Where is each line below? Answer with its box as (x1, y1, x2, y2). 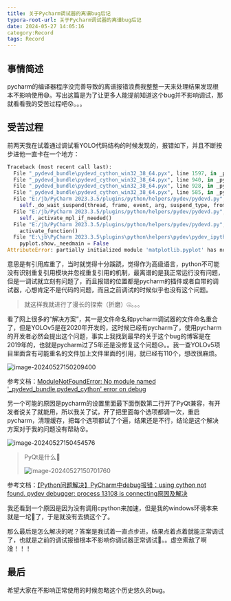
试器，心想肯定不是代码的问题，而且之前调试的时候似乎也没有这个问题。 (7, 286, 212, 294)
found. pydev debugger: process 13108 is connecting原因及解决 (7, 490, 188, 497)
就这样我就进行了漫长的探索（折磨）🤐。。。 (23, 300, 144, 308)
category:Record (7, 29, 54, 36)
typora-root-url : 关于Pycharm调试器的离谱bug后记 (7, 17, 142, 23)
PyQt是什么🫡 (23, 453, 60, 461)
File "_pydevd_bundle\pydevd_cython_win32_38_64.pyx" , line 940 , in (13, 176, 214, 183)
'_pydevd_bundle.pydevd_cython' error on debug (7, 385, 146, 393)
